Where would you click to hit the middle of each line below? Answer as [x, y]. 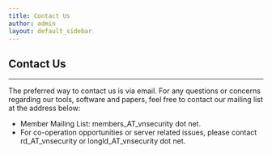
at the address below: [45, 108]
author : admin [32, 24]
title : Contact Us [39, 16]
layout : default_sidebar [50, 31]
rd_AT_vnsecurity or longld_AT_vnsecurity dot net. [103, 141]
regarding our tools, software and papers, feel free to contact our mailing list [136, 100]
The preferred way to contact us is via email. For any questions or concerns [135, 91]
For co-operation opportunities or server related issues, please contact [138, 133]
